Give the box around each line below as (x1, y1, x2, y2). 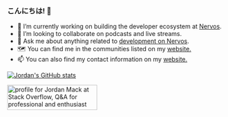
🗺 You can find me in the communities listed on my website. (17, 45, 191, 53)
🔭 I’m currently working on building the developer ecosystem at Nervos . (17, 22, 222, 30)
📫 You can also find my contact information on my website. (17, 55, 188, 64)
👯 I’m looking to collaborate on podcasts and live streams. (17, 30, 182, 38)
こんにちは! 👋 (7, 6, 52, 15)
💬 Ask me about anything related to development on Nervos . (17, 37, 189, 46)
